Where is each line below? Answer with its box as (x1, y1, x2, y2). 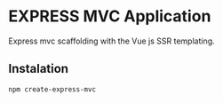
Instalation (8, 61, 68, 76)
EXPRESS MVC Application (8, 6, 211, 27)
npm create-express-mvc (8, 84, 97, 94)
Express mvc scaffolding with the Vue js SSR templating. (8, 36, 215, 46)
